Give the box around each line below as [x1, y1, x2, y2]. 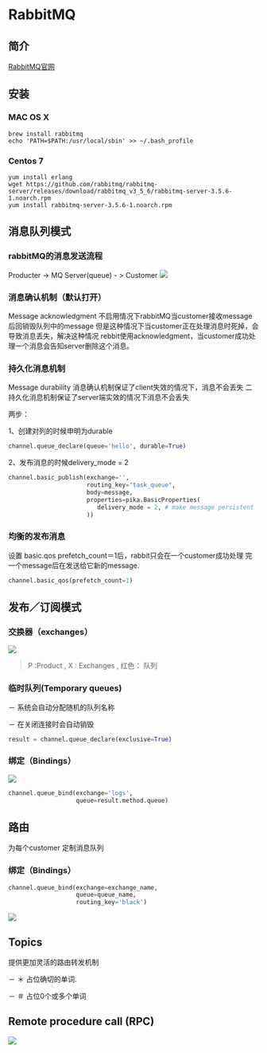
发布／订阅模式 [8, 600, 82, 614]
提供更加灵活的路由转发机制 [8, 957, 99, 967]
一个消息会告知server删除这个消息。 [14, 341, 134, 350]
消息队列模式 [8, 225, 72, 238]
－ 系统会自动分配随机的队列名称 [8, 703, 115, 712]
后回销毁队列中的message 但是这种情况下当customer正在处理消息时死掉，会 [8, 321, 259, 331]
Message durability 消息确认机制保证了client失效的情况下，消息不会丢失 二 [8, 382, 253, 392]
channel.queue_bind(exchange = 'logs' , [8, 789, 133, 797]
